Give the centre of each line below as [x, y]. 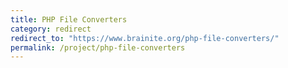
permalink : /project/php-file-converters [98, 47]
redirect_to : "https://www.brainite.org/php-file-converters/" [145, 38]
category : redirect [51, 29]
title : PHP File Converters [69, 19]
